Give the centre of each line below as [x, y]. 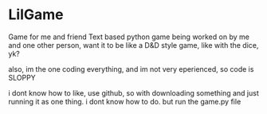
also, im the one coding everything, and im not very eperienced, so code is [131, 69]
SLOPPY [22, 77]
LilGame [36, 15]
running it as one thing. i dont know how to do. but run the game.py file [125, 101]
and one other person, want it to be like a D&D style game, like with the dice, [133, 45]
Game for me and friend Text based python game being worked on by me [129, 37]
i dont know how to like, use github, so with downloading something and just [133, 92]
